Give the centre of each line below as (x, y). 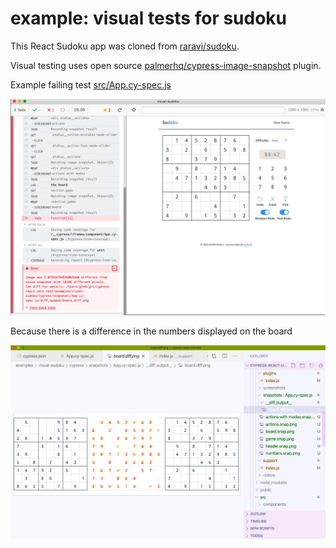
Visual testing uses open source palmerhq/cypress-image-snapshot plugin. (166, 65)
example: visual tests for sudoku (149, 18)
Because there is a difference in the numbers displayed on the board (151, 331)
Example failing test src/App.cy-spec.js (91, 84)
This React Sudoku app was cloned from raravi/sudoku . (125, 46)
